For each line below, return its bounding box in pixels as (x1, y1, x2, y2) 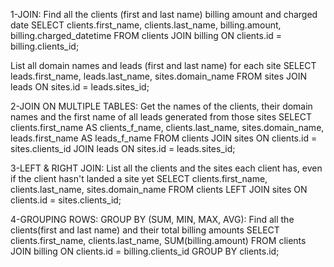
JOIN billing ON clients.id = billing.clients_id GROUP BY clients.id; (10, 245, 280, 257)
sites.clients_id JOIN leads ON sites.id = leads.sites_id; (10, 143, 236, 154)
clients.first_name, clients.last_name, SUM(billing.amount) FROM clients (10, 235, 307, 246)
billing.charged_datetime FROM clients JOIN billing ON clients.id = (10, 30, 283, 41)
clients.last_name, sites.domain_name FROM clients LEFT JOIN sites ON (10, 184, 308, 195)
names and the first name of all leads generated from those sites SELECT (10, 111, 312, 123)
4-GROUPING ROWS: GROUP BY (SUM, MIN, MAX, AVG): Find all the (10, 214, 295, 225)
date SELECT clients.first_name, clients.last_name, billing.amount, (10, 19, 282, 31)
